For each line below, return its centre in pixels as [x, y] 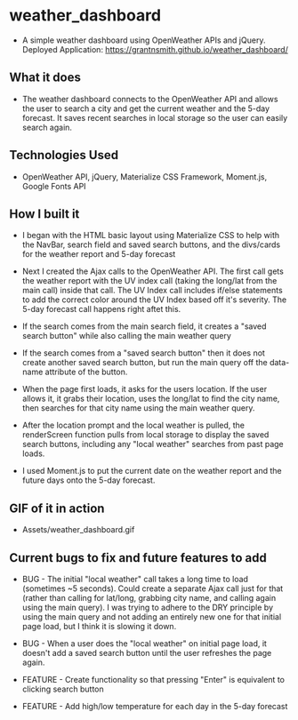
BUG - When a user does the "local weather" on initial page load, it [144, 644]
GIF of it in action [57, 508]
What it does [45, 78]
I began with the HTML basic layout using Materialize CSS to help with [151, 236]
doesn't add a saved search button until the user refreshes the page [147, 653]
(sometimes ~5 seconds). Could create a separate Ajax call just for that [153, 588]
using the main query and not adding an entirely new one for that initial [152, 617]
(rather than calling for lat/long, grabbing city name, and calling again [149, 598]
